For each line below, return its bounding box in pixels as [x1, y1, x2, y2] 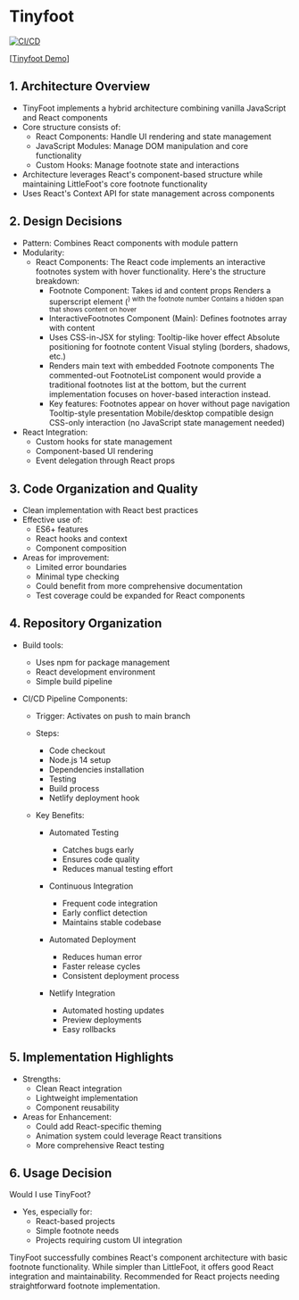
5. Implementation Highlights [9, 1050, 174, 1065]
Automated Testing [48, 827, 119, 838]
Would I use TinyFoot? [9, 1189, 91, 1200]
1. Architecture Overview [9, 79, 151, 95]
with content [48, 323, 96, 334]
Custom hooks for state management [35, 436, 172, 447]
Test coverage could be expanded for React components [35, 591, 245, 601]
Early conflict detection [62, 907, 148, 918]
